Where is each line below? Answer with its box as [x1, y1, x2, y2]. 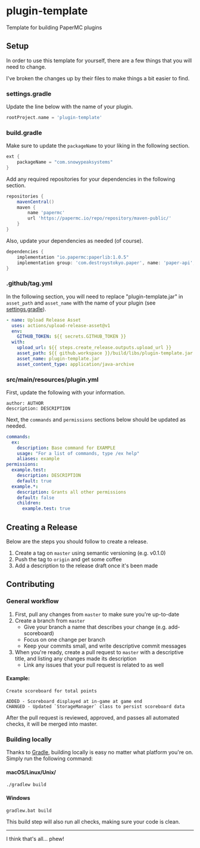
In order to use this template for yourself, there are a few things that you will [6, 56, 192, 64]
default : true [17, 478, 52, 484]
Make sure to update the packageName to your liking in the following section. [6, 142, 190, 149]
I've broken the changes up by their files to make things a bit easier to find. [6, 74, 190, 81]
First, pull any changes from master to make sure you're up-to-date [14, 611, 180, 618]
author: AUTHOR [6, 400, 44, 406]
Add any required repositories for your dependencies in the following [6, 175, 176, 183]
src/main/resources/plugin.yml [6, 375, 99, 384]
